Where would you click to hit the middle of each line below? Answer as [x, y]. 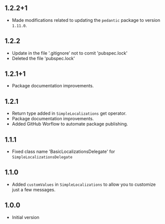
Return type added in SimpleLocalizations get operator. [69, 113]
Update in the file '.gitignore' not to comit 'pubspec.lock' [70, 53]
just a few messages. [34, 189]
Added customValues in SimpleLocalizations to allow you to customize [84, 184]
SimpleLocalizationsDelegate [42, 157]
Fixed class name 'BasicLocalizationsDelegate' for [63, 151]
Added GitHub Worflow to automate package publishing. [70, 124]
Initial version [25, 217]
